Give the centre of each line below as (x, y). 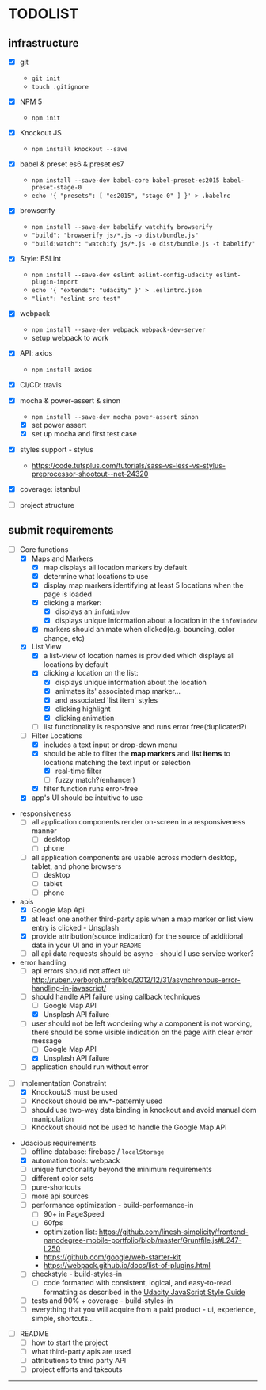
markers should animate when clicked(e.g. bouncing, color (139, 630)
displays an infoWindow (93, 611)
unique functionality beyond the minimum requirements (122, 1169)
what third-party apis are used (81, 1351)
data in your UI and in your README (86, 945)
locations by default (76, 665)
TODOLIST (44, 14)
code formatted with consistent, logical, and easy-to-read (137, 1283)
